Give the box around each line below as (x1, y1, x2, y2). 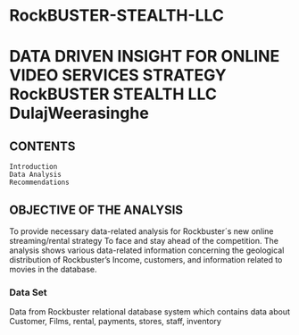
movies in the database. (9, 264, 97, 274)
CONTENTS (9, 138, 76, 154)
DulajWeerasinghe (9, 104, 149, 123)
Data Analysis (9, 171, 62, 180)
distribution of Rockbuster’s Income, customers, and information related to (9, 255, 283, 264)
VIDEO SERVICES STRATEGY (9, 65, 227, 86)
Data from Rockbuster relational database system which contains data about (9, 306, 290, 317)
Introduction (9, 163, 58, 172)
